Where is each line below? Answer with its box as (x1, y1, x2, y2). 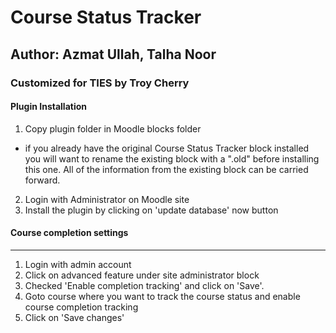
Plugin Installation (10, 101, 88, 113)
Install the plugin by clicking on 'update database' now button (24, 204, 279, 216)
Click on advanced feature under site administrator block (24, 269, 260, 281)
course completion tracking (24, 301, 139, 313)
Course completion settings (10, 227, 129, 239)
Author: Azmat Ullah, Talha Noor (10, 46, 217, 63)
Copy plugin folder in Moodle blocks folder (24, 122, 202, 135)
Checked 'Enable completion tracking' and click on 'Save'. (24, 279, 265, 291)
